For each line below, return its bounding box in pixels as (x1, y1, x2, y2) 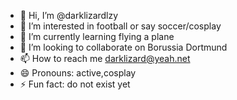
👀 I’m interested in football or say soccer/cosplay (19, 20, 222, 32)
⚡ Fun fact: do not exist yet (19, 78, 131, 90)
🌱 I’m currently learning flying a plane (19, 31, 175, 42)
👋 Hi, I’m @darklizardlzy (19, 10, 119, 21)
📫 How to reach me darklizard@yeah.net (19, 53, 191, 64)
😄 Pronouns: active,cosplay (19, 67, 137, 79)
